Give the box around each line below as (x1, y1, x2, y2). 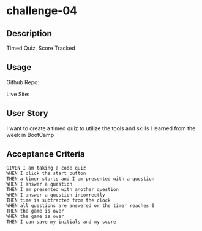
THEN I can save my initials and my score (6, 219, 116, 225)
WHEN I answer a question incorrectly (6, 192, 105, 198)
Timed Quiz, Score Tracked (6, 44, 75, 52)
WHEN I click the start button (6, 170, 86, 177)
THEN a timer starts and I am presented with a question (6, 176, 155, 182)
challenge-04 (6, 4, 78, 18)
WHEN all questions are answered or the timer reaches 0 (6, 203, 155, 209)
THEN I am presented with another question (6, 187, 119, 193)
